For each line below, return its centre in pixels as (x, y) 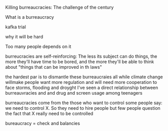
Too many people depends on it (38, 47)
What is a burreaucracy (30, 17)
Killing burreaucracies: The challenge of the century (59, 7)
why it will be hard (24, 37)
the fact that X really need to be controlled (49, 114)
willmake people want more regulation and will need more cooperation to (81, 82)
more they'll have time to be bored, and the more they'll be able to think (80, 62)
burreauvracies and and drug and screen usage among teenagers (74, 93)
